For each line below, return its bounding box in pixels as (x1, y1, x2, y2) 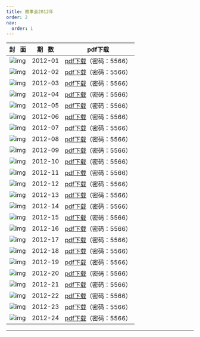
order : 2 (6, 14, 28, 20)
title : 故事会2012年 (6, 8, 54, 15)
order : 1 (11, 25, 33, 32)
